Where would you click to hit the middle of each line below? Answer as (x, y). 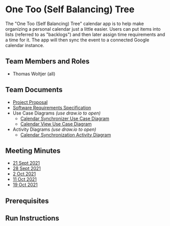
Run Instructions (32, 218)
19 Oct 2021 (25, 185)
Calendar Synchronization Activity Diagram (66, 134)
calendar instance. (25, 45)
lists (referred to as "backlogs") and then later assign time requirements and (85, 34)
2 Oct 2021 (24, 174)
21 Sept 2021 (26, 163)
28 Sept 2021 (27, 168)
